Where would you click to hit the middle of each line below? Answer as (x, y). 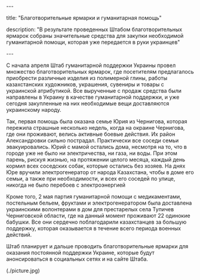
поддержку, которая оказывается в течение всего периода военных (93, 228)
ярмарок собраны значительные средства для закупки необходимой (95, 36)
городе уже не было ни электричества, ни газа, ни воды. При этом (92, 153)
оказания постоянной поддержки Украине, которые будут (80, 252)
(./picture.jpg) (23, 270)
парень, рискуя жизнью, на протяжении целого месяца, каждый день (96, 159)
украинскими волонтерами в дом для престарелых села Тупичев (90, 209)
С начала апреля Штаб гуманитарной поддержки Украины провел (91, 65)
